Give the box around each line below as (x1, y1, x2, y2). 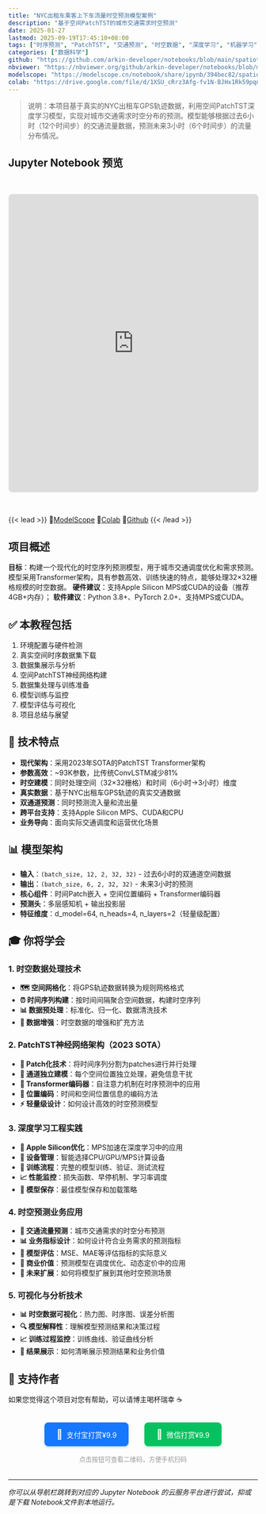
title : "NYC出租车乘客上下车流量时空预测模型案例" (8, 11, 157, 20)
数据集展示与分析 (19, 660, 76, 669)
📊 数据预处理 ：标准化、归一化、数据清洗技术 (19, 1005, 168, 1015)
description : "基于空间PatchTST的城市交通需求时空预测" (8, 19, 179, 27)
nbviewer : (8, 64, 41, 71)
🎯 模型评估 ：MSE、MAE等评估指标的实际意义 (19, 1248, 168, 1258)
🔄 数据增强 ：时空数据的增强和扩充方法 (19, 1018, 145, 1027)
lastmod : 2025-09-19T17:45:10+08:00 (8, 33, 129, 42)
